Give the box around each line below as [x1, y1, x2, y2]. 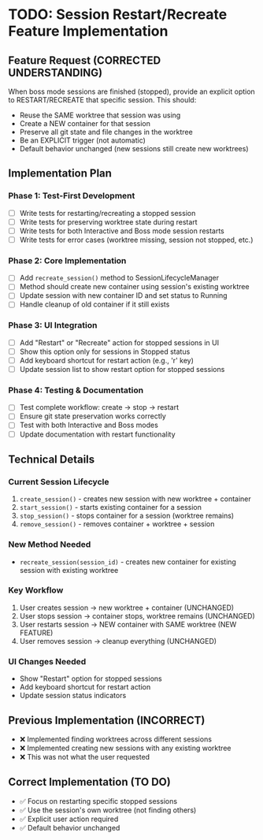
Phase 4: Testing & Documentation [8, 385, 144, 396]
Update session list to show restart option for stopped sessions [19, 364, 225, 374]
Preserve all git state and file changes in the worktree [19, 128, 193, 136]
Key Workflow [8, 585, 64, 596]
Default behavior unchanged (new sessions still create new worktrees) [19, 144, 250, 153]
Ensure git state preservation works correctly [19, 411, 167, 421]
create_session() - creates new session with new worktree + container [19, 494, 252, 504]
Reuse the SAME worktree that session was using [19, 110, 181, 120]
